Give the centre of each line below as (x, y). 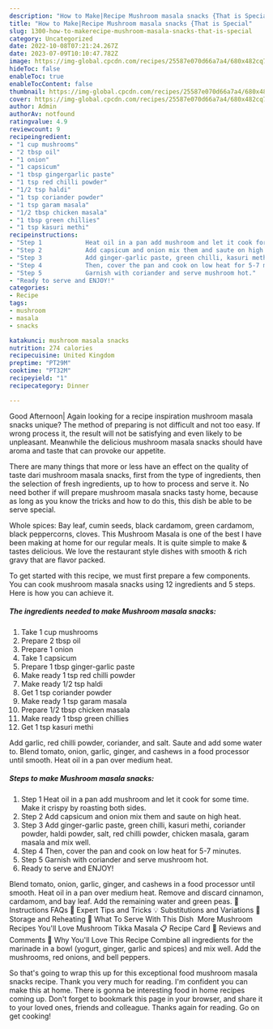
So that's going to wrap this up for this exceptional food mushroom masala (134, 973)
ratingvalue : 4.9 (38, 122)
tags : (18, 303)
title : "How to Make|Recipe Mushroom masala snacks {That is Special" (131, 24)
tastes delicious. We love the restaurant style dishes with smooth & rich (128, 551)
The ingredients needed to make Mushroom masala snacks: (113, 611)
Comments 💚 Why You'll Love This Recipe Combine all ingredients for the (131, 940)
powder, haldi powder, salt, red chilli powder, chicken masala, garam (135, 833)
